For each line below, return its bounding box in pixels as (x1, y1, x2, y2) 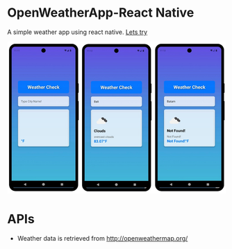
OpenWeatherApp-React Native (7, 5, 194, 21)
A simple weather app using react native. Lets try (7, 28, 148, 36)
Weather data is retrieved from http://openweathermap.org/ (17, 234, 188, 243)
